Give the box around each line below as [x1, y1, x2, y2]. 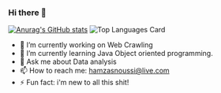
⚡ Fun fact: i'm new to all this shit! [19, 78, 129, 87]
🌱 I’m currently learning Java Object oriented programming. [19, 49, 213, 58]
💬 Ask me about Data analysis [19, 57, 117, 66]
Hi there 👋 [8, 7, 47, 18]
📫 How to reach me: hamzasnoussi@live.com [19, 66, 170, 76]
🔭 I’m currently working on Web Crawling [19, 40, 154, 50]
